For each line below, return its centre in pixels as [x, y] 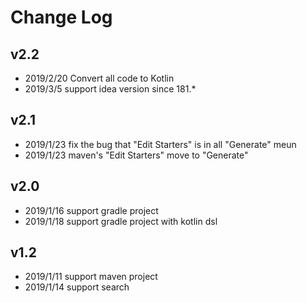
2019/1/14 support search [77, 287]
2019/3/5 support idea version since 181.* [110, 89]
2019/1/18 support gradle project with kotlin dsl [121, 221]
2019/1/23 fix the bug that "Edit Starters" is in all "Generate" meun [160, 144]
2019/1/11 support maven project [91, 277]
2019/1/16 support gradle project [91, 210]
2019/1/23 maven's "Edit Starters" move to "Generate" [136, 155]
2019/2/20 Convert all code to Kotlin [99, 78]
